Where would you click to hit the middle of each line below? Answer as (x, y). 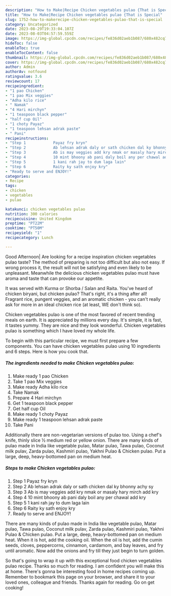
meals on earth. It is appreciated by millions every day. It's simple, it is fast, (84, 320)
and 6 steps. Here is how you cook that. (47, 351)
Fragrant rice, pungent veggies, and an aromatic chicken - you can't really (83, 299)
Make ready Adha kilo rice (40, 387)
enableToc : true (22, 48)
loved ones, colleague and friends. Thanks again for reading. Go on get (80, 582)
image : (12, 39)
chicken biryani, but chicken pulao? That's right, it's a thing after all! (76, 294)
